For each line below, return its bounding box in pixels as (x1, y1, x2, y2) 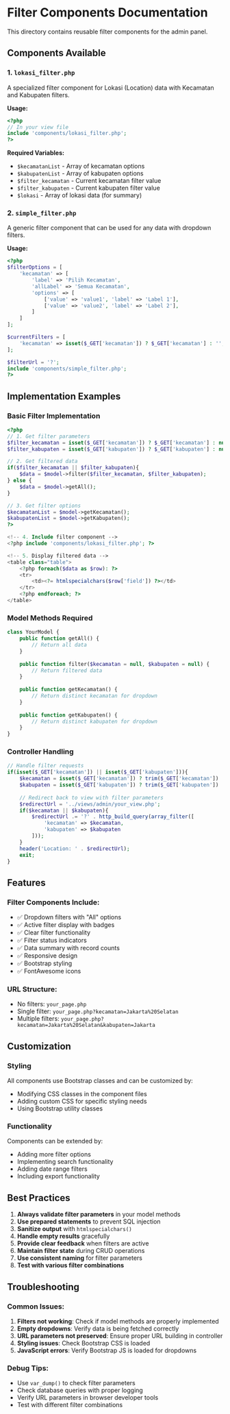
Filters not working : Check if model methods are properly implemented (16, 1317, 219, 1325)
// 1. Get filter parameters (7, 433, 90, 440)
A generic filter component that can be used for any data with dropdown (7, 224, 212, 232)
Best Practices (7, 1192, 71, 1204)
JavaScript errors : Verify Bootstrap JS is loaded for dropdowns (16, 1346, 197, 1354)
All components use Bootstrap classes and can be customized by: (7, 1077, 193, 1085)
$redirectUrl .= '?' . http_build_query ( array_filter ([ (31, 813, 194, 820)
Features (7, 877, 46, 889)
